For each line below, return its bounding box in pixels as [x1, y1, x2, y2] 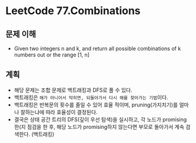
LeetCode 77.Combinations [5, 4, 141, 18]
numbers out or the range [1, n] [14, 51, 89, 58]
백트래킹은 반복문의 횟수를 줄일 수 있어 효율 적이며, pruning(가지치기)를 [14, 101, 178, 108]
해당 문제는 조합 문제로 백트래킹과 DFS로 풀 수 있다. [14, 87, 133, 94]
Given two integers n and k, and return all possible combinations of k [14, 45, 181, 52]
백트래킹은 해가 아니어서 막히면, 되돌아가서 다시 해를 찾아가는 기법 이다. [14, 94, 168, 101]
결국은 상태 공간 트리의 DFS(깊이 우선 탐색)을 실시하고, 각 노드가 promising [14, 116, 187, 123]
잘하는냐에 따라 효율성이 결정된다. [20, 108, 98, 115]
